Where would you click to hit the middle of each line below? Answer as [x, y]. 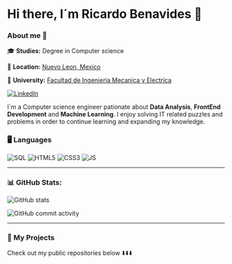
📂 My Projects [31, 237]
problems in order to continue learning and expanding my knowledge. [106, 122]
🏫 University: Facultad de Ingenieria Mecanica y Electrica [89, 80]
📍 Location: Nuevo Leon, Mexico [54, 67]
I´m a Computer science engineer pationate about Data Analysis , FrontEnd [114, 107]
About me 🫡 [27, 36]
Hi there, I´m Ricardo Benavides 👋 [105, 14]
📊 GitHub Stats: [35, 182]
